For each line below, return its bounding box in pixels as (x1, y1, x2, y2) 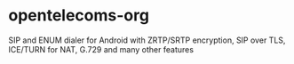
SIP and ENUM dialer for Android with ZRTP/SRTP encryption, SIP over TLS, (8, 35, 286, 45)
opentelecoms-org (8, 5, 150, 26)
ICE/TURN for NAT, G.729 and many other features (8, 44, 195, 54)
